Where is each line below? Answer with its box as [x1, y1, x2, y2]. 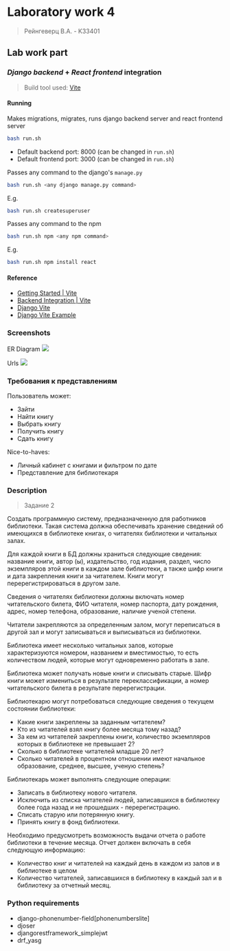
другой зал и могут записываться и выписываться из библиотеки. [7, 628, 202, 636]
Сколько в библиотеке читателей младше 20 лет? [16, 747, 164, 755]
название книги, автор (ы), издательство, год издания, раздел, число [7, 558, 211, 566]
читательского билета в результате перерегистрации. [7, 684, 166, 693]
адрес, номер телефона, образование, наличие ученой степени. [7, 607, 197, 615]
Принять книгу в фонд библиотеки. [16, 818, 120, 826]
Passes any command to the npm [7, 220, 102, 228]
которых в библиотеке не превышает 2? [16, 740, 135, 748]
